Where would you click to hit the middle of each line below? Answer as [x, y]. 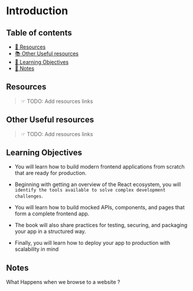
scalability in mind [37, 249]
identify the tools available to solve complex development [90, 190]
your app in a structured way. [50, 231]
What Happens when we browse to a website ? [63, 282]
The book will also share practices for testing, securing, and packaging [101, 225]
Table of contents [39, 33]
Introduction [37, 11]
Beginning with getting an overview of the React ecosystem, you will [98, 185]
